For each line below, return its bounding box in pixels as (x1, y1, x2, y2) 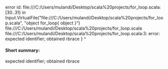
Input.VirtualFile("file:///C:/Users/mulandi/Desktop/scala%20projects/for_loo (5, 15, 163, 20)
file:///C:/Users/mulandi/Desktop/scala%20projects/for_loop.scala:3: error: (5, 31, 160, 36)
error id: (5, 4, 22, 10)
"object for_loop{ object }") (24, 20, 80, 26)
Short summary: (5, 47, 40, 53)
